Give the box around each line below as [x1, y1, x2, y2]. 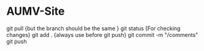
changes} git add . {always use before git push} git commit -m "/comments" [6, 31, 198, 38]
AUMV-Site [6, 4, 65, 18]
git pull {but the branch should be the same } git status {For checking [6, 25, 181, 32]
